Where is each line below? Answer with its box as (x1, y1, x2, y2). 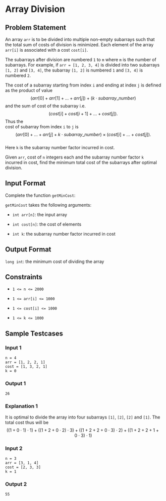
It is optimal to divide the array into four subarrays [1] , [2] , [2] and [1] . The (5, 414, 161, 420)
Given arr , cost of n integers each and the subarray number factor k (5, 154, 144, 160)
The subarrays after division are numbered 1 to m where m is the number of (5, 57, 157, 63)
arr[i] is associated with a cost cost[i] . (5, 47, 88, 53)
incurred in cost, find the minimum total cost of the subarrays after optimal (5, 160, 157, 165)
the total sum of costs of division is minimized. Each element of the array (5, 42, 154, 48)
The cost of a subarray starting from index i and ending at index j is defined (5, 82, 162, 88)
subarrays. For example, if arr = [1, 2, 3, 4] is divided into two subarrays (5, 62, 160, 68)
